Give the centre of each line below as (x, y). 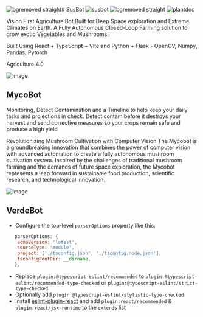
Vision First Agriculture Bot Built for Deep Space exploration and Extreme (98, 21)
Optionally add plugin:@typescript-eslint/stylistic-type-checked (99, 294)
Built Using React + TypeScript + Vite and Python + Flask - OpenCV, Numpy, (102, 46)
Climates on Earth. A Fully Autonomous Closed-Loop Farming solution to (97, 28)
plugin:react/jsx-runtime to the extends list (71, 307)
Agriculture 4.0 (25, 64)
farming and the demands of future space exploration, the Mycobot (91, 167)
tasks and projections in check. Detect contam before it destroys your (94, 116)
